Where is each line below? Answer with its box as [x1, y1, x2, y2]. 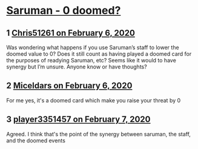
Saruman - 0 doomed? [6, 4, 121, 18]
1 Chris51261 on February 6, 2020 [6, 28, 135, 38]
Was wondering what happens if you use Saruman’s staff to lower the [6, 44, 180, 51]
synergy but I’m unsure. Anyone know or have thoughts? [6, 63, 147, 70]
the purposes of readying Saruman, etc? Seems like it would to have [6, 57, 177, 64]
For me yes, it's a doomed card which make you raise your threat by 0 [6, 96, 181, 104]
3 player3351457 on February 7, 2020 [6, 114, 151, 125]
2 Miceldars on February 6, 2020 [6, 81, 133, 91]
